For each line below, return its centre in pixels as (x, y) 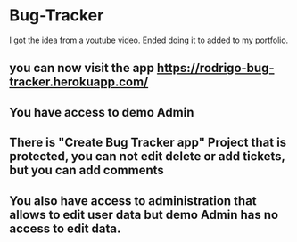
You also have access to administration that (133, 201)
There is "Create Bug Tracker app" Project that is (148, 143)
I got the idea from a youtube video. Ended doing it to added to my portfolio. (149, 40)
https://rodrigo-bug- (215, 68)
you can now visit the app (82, 68)
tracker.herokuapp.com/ (79, 82)
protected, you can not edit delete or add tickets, (147, 157)
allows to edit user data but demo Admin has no (144, 214)
